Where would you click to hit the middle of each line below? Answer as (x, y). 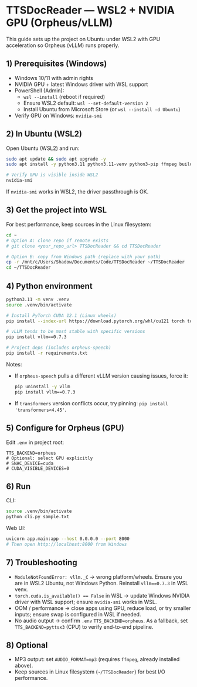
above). (24, 666)
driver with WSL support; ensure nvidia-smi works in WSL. (86, 602)
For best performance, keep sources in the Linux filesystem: (79, 224)
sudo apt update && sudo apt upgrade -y (56, 159)
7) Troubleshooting (42, 563)
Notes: (14, 364)
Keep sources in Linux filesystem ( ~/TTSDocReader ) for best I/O (90, 672)
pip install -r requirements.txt (47, 353)
